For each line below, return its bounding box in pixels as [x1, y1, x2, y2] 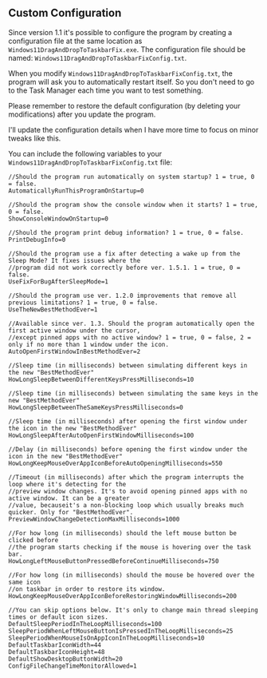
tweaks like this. [8, 133, 61, 143]
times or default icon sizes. [8, 613, 109, 621]
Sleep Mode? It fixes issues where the [8, 256, 141, 264]
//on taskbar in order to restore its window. [8, 585, 166, 593]
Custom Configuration [8, 6, 122, 20]
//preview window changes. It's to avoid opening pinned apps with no [8, 487, 248, 495]
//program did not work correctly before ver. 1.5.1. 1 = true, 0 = [8, 264, 241, 272]
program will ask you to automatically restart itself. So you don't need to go [8, 77, 255, 86]
